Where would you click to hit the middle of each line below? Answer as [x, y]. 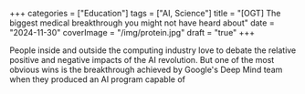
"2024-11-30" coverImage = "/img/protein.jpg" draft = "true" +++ [132, 32]
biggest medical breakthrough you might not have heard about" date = [142, 23]
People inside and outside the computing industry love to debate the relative [153, 50]
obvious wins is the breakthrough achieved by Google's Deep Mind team [146, 69]
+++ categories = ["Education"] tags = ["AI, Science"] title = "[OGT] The [145, 13]
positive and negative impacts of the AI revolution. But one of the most [142, 60]
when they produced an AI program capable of [97, 79]
